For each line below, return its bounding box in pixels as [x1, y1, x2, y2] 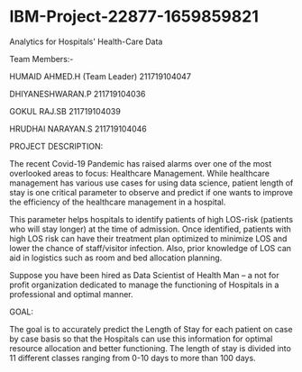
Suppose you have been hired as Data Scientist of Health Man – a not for [9, 269, 279, 280]
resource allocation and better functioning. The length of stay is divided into [9, 342, 291, 353]
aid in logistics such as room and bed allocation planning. [9, 252, 223, 263]
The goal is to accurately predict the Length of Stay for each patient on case [9, 323, 293, 334]
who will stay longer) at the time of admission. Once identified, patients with [9, 223, 291, 234]
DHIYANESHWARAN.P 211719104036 [9, 88, 146, 99]
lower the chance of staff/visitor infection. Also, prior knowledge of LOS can [9, 242, 291, 253]
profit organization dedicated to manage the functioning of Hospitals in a [9, 279, 279, 290]
